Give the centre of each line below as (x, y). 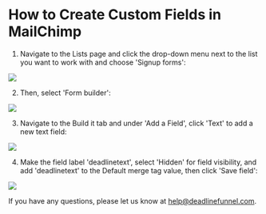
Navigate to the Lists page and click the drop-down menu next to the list (139, 53)
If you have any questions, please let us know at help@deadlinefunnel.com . (133, 200)
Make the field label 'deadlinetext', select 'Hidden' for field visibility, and (138, 162)
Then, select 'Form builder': (65, 93)
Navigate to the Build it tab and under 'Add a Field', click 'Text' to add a (136, 123)
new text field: (43, 131)
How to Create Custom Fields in (115, 15)
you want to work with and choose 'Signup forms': (103, 62)
